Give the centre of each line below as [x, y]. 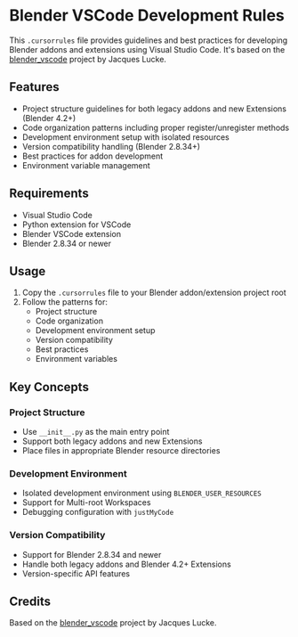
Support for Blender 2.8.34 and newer [92, 554]
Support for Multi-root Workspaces [86, 502]
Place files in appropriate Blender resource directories [121, 451]
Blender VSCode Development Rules [147, 16]
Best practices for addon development [93, 156]
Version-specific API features [76, 573]
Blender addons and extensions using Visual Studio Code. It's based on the [147, 49]
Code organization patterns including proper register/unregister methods [156, 127]
